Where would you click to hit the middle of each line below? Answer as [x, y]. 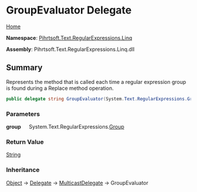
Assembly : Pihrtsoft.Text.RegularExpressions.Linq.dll [70, 49]
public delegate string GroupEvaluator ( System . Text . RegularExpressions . [97, 99]
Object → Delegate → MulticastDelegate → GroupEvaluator [77, 183]
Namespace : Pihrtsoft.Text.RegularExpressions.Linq [69, 38]
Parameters [23, 114]
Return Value [25, 142]
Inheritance [23, 170]
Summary [24, 68]
